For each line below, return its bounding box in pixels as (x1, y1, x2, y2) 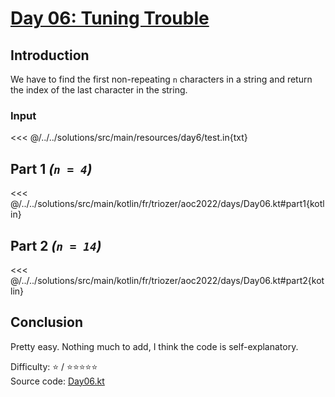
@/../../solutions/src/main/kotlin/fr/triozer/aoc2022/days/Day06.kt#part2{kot (10, 274, 325, 286)
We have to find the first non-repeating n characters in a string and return (10, 73, 313, 85)
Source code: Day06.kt (10, 375, 105, 387)
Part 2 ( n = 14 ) (10, 237, 102, 254)
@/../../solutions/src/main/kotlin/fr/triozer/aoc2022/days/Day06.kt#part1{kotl (10, 198, 325, 210)
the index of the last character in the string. (10, 84, 188, 96)
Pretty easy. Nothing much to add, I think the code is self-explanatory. (10, 340, 299, 352)
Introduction (10, 47, 90, 64)
